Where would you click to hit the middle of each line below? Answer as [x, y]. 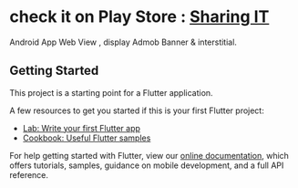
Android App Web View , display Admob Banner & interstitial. [123, 42]
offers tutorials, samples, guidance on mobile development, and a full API [147, 165]
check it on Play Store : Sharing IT [139, 17]
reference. [29, 174]
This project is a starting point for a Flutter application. [111, 92]
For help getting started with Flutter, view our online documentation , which [149, 155]
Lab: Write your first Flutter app [82, 128]
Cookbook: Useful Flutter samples [87, 138]
